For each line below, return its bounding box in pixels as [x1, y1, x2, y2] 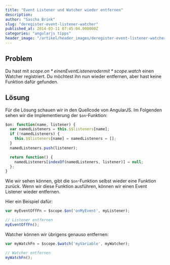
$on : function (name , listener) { [5, 122, 76, 127]
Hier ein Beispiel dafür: [5, 199, 53, 205]
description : [5, 12, 33, 17]
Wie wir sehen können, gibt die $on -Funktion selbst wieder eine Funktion [5, 178, 156, 184]
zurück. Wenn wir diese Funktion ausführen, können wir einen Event [5, 183, 147, 190]
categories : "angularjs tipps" [5, 31, 71, 36]
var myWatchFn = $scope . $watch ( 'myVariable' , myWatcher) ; [5, 241, 130, 246]
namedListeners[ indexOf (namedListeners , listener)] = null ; [14, 159, 144, 165]
